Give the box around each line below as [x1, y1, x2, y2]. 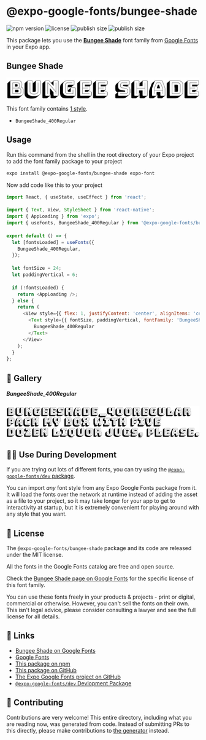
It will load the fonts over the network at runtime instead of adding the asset [6, 490, 198, 498]
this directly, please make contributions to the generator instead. [6, 726, 170, 734]
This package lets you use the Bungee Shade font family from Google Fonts [6, 36, 198, 44]
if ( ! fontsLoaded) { [12, 285, 64, 291]
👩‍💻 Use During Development [6, 449, 117, 460]
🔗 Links [6, 631, 35, 641]
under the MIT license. [6, 551, 63, 559]
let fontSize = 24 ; [12, 266, 62, 272]
